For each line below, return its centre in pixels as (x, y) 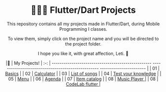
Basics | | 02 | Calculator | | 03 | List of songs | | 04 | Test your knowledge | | (83, 73)
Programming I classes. (83, 29)
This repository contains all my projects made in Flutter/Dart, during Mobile (83, 24)
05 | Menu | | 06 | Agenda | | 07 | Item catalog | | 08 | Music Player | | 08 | (83, 79)
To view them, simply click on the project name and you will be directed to (83, 39)
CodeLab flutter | (83, 84)
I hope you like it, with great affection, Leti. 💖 (83, 53)
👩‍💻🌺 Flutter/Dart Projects (83, 10)
